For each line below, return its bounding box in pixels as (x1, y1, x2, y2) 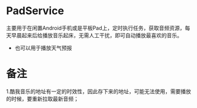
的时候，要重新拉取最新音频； (6, 95, 79, 102)
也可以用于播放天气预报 (14, 44, 72, 51)
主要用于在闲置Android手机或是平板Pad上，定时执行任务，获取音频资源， (6, 24, 185, 31)
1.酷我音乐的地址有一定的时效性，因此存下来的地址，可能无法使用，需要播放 (6, 87, 191, 95)
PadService (6, 4, 64, 18)
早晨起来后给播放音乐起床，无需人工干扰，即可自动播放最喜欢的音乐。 (11, 31, 182, 39)
